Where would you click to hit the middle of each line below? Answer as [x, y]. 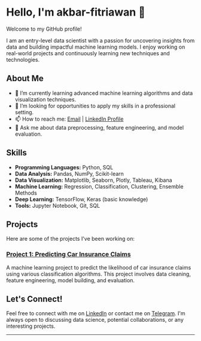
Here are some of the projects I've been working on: [71, 239]
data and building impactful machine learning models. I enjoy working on [96, 47]
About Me [25, 78]
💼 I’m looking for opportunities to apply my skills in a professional [95, 106]
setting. [24, 112]
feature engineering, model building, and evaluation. [71, 280]
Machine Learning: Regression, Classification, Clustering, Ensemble [99, 186]
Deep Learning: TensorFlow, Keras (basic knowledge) [81, 199]
